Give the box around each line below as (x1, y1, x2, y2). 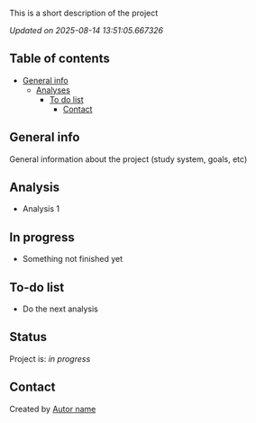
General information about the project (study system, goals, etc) (9, 153, 248, 165)
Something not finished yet (22, 254, 123, 265)
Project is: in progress (9, 353, 91, 364)
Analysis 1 (22, 203, 60, 214)
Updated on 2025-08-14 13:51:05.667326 (9, 25, 164, 35)
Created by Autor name (9, 403, 96, 414)
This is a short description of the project (9, 8, 159, 18)
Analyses (35, 85, 70, 95)
